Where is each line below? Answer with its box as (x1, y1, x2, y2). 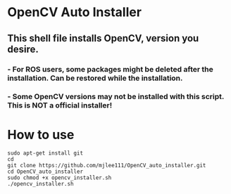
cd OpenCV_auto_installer (7, 168, 83, 176)
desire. (7, 43, 39, 55)
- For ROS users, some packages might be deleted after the (7, 64, 213, 74)
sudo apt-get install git (7, 150, 83, 157)
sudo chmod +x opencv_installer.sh (7, 174, 112, 181)
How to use (7, 127, 75, 143)
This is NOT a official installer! (7, 101, 113, 110)
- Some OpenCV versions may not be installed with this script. (7, 92, 224, 102)
